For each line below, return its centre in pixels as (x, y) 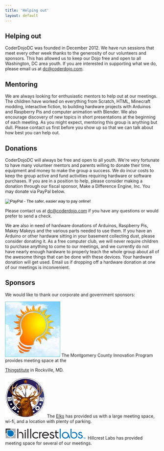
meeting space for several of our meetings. (48, 443)
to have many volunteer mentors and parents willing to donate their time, (78, 165)
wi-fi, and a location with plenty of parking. (48, 421)
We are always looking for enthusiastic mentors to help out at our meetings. (81, 96)
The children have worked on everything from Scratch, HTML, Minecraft (78, 101)
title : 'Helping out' (27, 10)
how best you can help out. (33, 133)
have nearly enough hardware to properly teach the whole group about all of (82, 251)
